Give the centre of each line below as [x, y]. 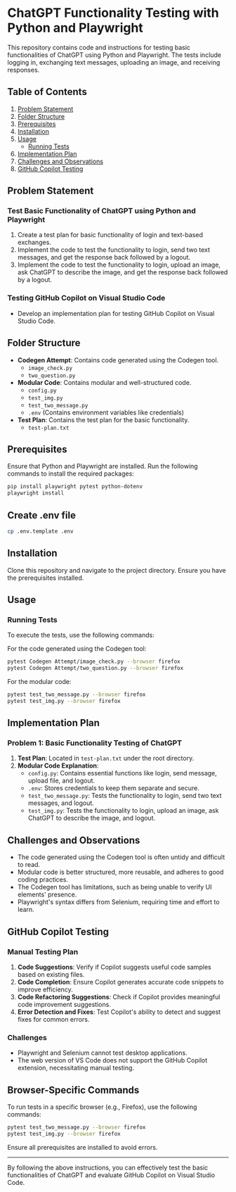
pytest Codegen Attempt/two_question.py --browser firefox [96, 668]
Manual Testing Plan [43, 951]
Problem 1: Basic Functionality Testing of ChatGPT [95, 743]
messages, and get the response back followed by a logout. [104, 258]
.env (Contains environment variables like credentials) [106, 412]
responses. [24, 70]
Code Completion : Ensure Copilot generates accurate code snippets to [120, 982]
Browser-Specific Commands [73, 1090]
